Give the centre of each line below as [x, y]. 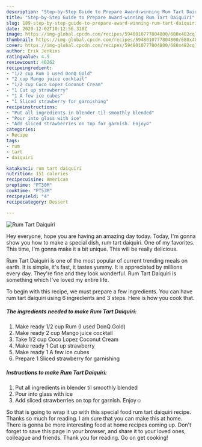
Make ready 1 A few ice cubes [52, 352]
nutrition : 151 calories [37, 174]
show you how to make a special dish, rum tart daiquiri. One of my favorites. [100, 242]
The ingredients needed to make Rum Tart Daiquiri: [72, 311]
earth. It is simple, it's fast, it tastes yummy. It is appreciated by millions [94, 267]
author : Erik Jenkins [33, 51]
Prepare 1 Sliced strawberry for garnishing [67, 358]
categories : [21, 130]
